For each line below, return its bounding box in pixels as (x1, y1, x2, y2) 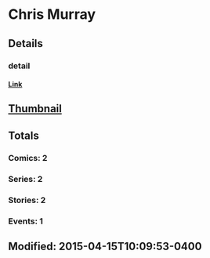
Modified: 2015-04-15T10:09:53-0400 (8, 239, 202, 253)
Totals (8, 129, 39, 142)
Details (8, 37, 43, 50)
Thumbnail (8, 102, 63, 115)
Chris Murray (8, 5, 96, 24)
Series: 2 (8, 173, 43, 184)
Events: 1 (8, 216, 43, 227)
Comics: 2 (8, 152, 48, 163)
